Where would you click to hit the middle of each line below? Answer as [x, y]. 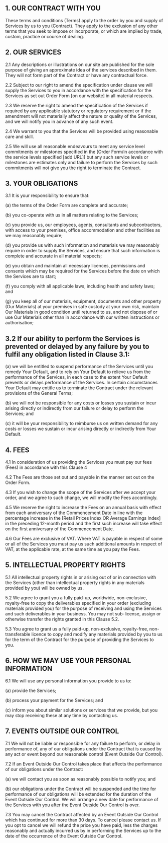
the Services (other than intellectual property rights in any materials [75, 582]
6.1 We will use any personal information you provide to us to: [68, 681]
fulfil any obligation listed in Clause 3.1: [67, 354]
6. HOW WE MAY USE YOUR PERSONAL [68, 661]
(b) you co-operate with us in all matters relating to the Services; [72, 215]
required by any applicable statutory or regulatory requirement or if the [78, 111]
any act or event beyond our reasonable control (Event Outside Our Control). [84, 754]
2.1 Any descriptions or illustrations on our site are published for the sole [80, 64]
